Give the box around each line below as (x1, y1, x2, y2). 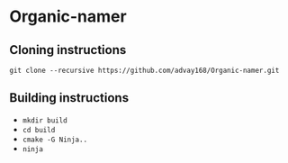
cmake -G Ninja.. (22, 135, 88, 144)
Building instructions (9, 90, 129, 105)
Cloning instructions (9, 42, 127, 58)
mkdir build (22, 115, 67, 125)
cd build (22, 125, 56, 134)
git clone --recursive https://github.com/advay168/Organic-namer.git (9, 66, 280, 75)
